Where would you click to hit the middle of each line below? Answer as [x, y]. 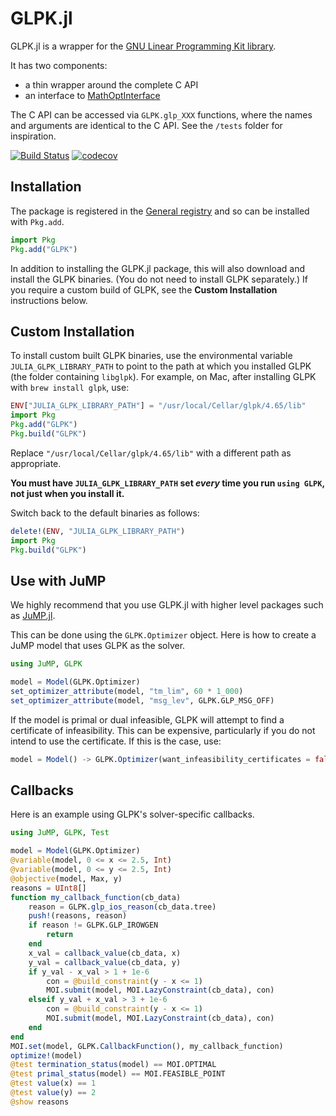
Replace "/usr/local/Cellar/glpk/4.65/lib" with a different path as [151, 453]
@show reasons [40, 1102]
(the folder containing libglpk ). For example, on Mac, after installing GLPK [163, 377]
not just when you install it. [67, 493]
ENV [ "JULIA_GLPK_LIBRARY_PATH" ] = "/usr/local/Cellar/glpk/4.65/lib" [158, 406]
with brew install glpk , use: [70, 388]
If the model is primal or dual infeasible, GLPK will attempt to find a [147, 719]
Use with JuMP [58, 580]
